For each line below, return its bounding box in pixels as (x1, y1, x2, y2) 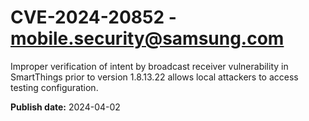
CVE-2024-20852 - (10, 6, 177, 29)
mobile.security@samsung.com (10, 27, 285, 50)
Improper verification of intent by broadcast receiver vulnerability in (10, 60, 289, 72)
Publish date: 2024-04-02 (10, 101, 121, 113)
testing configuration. (10, 81, 99, 93)
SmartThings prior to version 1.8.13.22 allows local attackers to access (10, 71, 299, 83)
